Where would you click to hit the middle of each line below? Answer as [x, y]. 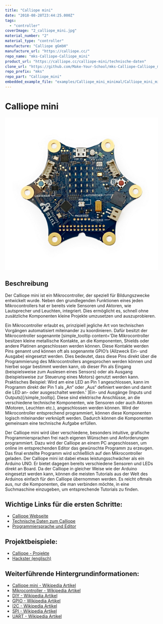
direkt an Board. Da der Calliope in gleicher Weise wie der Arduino [71, 468]
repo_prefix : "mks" [25, 72]
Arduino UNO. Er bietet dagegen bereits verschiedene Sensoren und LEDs [79, 464]
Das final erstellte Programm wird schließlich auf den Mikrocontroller [73, 453]
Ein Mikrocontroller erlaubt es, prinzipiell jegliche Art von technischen [74, 325]
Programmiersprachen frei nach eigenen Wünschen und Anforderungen [77, 438]
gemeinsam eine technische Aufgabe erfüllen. [51, 423]
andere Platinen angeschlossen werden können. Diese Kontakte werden [77, 346]
